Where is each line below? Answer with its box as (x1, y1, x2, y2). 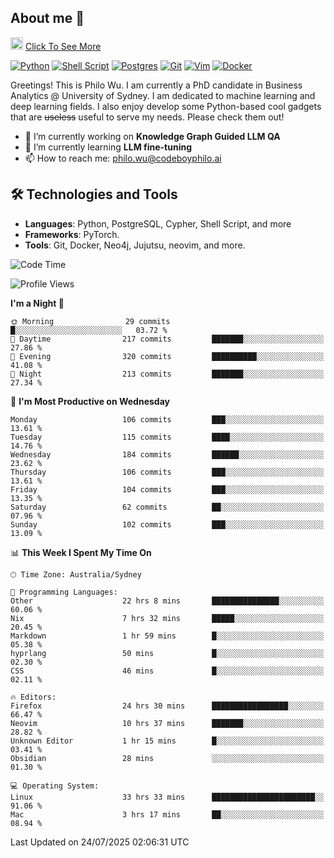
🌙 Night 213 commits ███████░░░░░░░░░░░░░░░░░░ (10, 369, 325, 379)
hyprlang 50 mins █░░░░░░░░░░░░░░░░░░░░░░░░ (10, 648, 325, 658)
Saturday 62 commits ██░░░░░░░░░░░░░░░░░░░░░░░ (10, 502, 325, 512)
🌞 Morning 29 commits (10, 316, 171, 326)
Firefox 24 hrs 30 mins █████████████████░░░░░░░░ (10, 701, 325, 711)
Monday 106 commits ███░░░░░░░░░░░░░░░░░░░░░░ (10, 414, 325, 425)
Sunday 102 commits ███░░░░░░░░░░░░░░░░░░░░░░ (10, 519, 325, 530)
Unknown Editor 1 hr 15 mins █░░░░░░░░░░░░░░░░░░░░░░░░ (10, 736, 325, 746)
